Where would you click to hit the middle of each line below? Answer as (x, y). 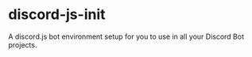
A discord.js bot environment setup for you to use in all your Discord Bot (126, 36)
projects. (23, 44)
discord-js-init (57, 15)
